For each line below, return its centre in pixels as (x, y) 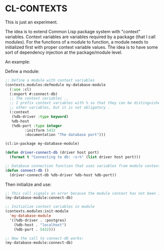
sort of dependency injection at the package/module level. (64, 52)
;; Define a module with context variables (50, 80)
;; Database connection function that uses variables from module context (83, 166)
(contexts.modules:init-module (37, 211)
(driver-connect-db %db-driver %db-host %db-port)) (63, 175)
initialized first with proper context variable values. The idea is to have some (82, 47)
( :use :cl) (20, 89)
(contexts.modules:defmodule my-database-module (55, 85)
